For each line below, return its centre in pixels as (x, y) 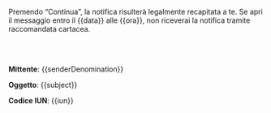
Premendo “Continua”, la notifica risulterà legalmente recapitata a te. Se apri (136, 12)
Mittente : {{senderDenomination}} (66, 69)
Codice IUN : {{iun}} (41, 100)
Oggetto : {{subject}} (43, 85)
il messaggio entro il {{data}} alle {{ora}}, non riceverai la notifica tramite (129, 20)
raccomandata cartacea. (49, 29)
